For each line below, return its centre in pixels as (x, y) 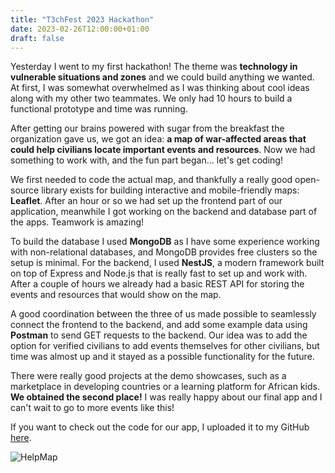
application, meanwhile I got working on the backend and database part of (164, 212)
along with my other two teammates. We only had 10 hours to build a (151, 98)
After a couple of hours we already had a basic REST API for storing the (157, 284)
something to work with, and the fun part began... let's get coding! (146, 160)
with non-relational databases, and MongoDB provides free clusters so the (164, 252)
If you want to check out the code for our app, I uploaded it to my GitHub (160, 427)
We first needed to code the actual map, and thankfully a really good (151, 180)
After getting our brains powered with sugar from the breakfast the (147, 128)
